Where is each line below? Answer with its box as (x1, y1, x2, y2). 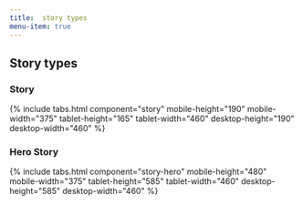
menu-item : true (9, 22, 71, 31)
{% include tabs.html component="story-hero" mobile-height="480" (9, 166, 267, 178)
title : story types (9, 13, 89, 23)
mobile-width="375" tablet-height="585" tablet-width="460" (9, 176, 240, 187)
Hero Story (9, 146, 59, 159)
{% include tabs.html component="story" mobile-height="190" (9, 104, 246, 115)
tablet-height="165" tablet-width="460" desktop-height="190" (58, 113, 295, 124)
